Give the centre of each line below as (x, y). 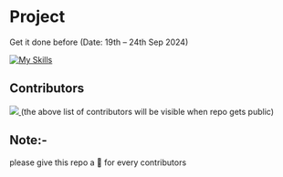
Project (37, 17)
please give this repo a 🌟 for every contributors (98, 162)
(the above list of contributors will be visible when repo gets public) (147, 111)
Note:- (28, 140)
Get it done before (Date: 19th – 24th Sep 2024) (99, 42)
